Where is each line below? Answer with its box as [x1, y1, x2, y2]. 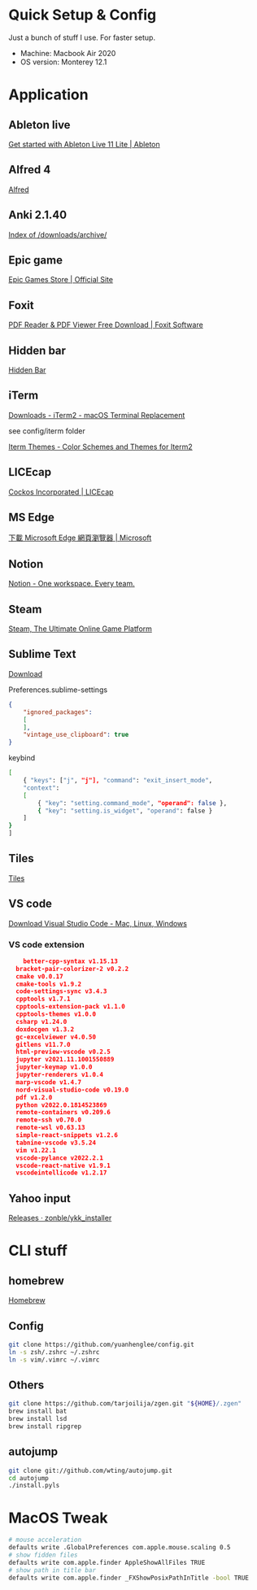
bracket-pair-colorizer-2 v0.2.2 [15, 965, 129, 973]
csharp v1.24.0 [15, 1017, 68, 1026]
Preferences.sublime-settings [8, 685, 108, 695]
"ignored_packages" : [23, 708, 93, 717]
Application [8, 85, 89, 104]
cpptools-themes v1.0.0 [15, 1010, 96, 1018]
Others [8, 1378, 45, 1392]
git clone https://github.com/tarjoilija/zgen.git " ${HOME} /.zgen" [8, 1400, 242, 1408]
